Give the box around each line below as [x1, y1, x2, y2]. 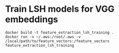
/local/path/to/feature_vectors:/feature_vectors [5, 38, 110, 44]
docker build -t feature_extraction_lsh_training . [5, 30, 114, 35]
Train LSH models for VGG [5, 3, 115, 15]
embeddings [5, 14, 59, 25]
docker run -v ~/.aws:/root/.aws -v [5, 34, 81, 39]
